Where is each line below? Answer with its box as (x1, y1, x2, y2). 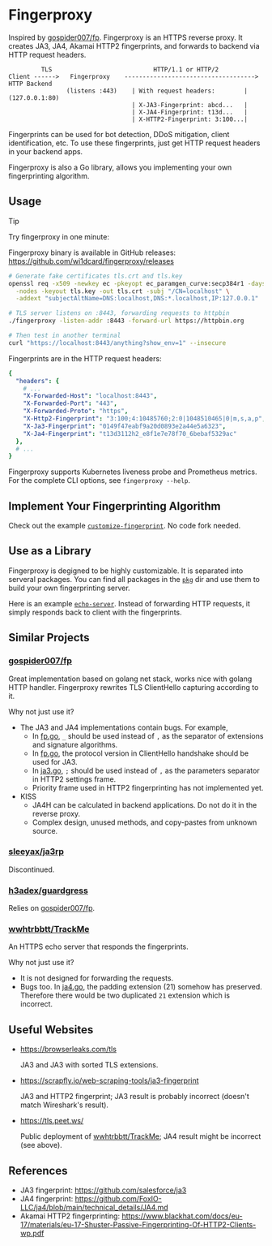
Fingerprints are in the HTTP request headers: (8, 353, 162, 363)
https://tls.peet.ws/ (19, 1116, 84, 1126)
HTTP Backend (8, 80, 53, 88)
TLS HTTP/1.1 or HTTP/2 (40, 65, 219, 74)
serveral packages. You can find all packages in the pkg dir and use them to (8, 574, 261, 584)
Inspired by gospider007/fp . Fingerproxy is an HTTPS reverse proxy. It (8, 32, 243, 42)
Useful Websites (8, 1023, 94, 1037)
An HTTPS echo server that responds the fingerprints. (8, 942, 189, 951)
